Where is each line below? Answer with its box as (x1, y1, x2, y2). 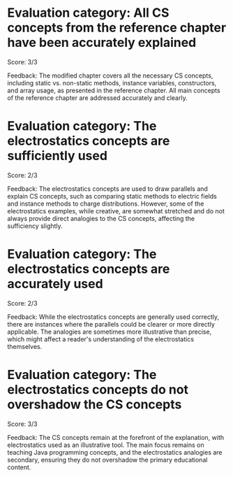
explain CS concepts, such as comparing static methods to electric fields (7, 192, 218, 200)
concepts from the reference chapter (7, 20, 227, 36)
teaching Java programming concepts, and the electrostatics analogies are (7, 448, 223, 456)
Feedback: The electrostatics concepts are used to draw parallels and (7, 184, 208, 193)
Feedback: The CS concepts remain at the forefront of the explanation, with (7, 433, 225, 441)
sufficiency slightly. (7, 222, 63, 230)
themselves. (7, 342, 43, 350)
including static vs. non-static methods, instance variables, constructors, (7, 78, 217, 87)
